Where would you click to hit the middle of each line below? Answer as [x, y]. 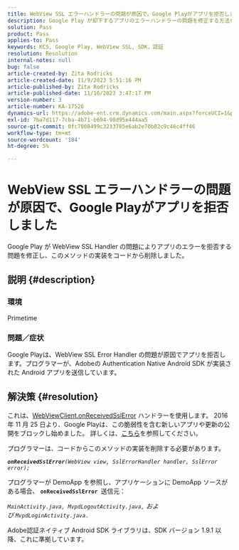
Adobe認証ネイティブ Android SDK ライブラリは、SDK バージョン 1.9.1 [111, 530]
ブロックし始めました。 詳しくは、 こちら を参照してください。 [111, 433]
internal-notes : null [39, 60]
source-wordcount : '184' [44, 139]
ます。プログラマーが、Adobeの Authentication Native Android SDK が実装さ [119, 364]
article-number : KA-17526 [46, 107]
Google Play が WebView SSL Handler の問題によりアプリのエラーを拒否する [119, 247]
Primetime [22, 318]
